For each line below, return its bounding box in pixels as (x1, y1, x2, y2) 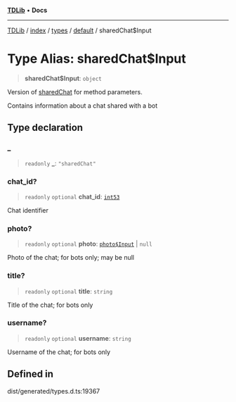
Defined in (7, 368, 54, 380)
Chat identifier (7, 206, 49, 214)
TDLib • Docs (7, 6, 48, 14)
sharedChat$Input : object (24, 74, 102, 82)
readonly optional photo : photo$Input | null (24, 239, 152, 249)
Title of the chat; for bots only (7, 301, 93, 309)
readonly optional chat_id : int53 (24, 192, 120, 201)
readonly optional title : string (24, 287, 113, 295)
